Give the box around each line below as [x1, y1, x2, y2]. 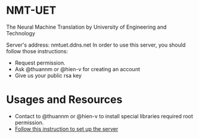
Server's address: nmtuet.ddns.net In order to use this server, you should [6, 41, 186, 48]
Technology [6, 29, 36, 36]
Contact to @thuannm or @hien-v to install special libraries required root [14, 112, 194, 119]
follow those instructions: [6, 47, 69, 54]
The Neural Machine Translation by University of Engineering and [6, 23, 167, 30]
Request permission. [14, 59, 66, 66]
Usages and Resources [6, 93, 123, 106]
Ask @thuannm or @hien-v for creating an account [14, 65, 140, 72]
